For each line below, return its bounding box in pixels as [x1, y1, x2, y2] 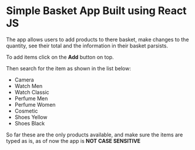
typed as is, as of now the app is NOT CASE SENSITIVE [6, 137, 141, 144]
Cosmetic [14, 107, 38, 114]
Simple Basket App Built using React [6, 4, 187, 18]
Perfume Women [14, 101, 56, 108]
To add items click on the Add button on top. [6, 53, 115, 60]
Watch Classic [14, 88, 50, 96]
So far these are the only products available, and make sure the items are [6, 131, 183, 138]
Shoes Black [14, 120, 45, 127]
